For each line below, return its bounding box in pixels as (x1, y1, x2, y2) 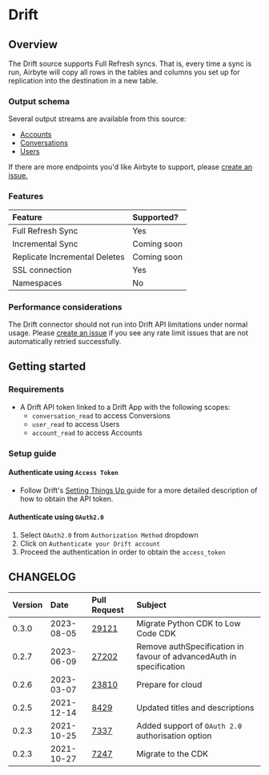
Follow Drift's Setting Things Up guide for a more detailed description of (19, 485, 258, 495)
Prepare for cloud (135, 679, 203, 690)
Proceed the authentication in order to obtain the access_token (19, 547, 226, 557)
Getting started (8, 359, 86, 374)
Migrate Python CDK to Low (135, 618, 241, 629)
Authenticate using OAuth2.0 (8, 512, 104, 522)
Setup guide (8, 448, 57, 459)
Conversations (19, 138, 68, 148)
